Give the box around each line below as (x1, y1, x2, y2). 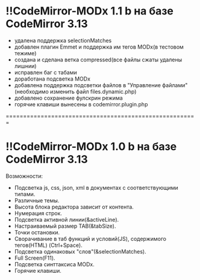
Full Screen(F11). (14, 254, 55, 261)
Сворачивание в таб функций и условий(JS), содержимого (14, 235, 167, 242)
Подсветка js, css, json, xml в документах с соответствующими (14, 184, 178, 191)
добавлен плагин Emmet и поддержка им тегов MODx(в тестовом (14, 43, 184, 50)
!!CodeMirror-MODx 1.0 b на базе (5, 140, 177, 154)
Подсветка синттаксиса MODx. (14, 260, 95, 268)
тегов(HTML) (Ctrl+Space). (14, 242, 83, 249)
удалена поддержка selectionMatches (14, 37, 112, 44)
